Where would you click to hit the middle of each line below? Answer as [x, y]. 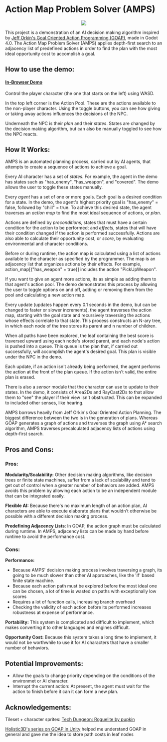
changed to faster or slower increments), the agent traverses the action [79, 310]
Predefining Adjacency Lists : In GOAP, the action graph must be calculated [83, 526]
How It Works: [28, 149]
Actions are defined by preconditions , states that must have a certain [76, 222]
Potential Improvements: [44, 663]
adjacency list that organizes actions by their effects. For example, [73, 264]
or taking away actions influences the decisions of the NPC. [67, 113]
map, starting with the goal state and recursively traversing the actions [78, 315]
